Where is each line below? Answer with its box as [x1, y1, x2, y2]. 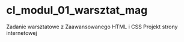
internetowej [6, 29, 37, 36]
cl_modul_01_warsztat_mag [6, 4, 148, 17]
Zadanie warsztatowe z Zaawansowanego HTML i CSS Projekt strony [6, 23, 178, 30]
